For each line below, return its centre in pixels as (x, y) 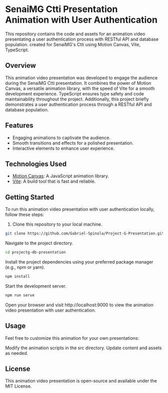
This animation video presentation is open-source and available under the (81, 381)
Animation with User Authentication (81, 20)
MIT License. (18, 386)
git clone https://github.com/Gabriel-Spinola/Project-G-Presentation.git (85, 234)
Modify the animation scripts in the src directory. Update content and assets (83, 348)
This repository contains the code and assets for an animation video (75, 34)
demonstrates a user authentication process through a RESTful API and (78, 104)
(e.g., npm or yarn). (25, 267)
